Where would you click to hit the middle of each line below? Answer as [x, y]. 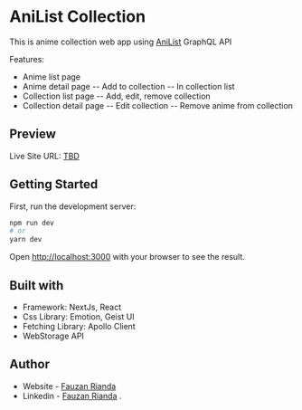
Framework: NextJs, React [72, 307]
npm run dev [32, 223]
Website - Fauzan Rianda [69, 386]
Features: [27, 59]
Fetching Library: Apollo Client [79, 326]
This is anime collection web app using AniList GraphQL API [121, 42]
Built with [37, 286]
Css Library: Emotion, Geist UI [78, 317]
